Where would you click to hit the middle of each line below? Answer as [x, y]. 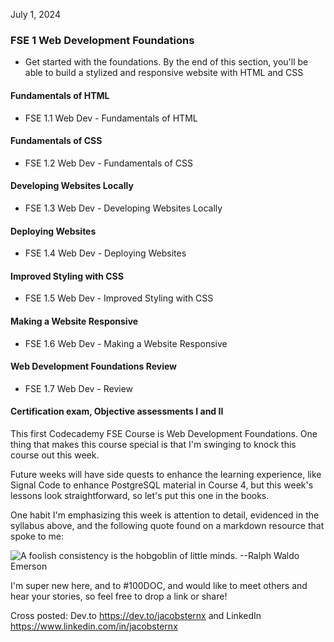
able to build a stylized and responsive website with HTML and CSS [164, 73]
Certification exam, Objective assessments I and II [117, 411]
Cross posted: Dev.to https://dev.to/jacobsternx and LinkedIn [136, 615]
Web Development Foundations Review [93, 366]
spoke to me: [37, 536]
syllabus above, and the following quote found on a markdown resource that [167, 525]
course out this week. [55, 455]
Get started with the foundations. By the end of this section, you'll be [166, 62]
